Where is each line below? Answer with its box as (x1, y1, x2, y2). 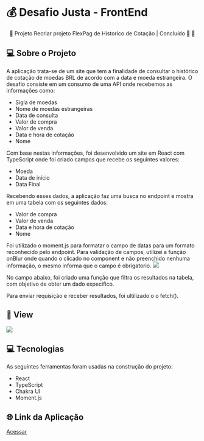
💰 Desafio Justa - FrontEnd (6, 5, 148, 19)
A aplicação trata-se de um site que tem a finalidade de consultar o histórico (6, 67, 199, 74)
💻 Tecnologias (6, 344, 65, 354)
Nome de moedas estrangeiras (15, 105, 93, 112)
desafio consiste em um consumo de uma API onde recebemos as (6, 80, 173, 88)
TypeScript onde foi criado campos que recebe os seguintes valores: (6, 155, 180, 163)
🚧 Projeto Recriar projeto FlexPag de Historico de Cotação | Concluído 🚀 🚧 (9, 29, 195, 37)
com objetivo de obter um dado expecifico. (6, 280, 114, 288)
